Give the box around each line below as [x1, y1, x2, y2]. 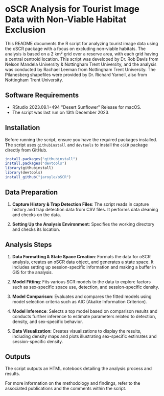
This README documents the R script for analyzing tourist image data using [5, 40, 158, 46]
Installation [5, 124, 40, 132]
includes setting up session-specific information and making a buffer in [12, 264, 156, 270]
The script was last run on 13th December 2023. [12, 109, 110, 115]
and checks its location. [12, 226, 60, 232]
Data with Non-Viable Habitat [5, 14, 126, 25]
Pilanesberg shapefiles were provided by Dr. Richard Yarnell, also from [5, 72, 147, 77]
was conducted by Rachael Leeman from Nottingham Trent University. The [5, 66, 156, 72]
